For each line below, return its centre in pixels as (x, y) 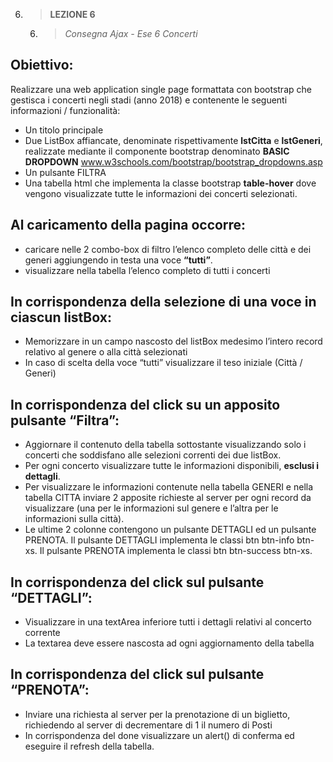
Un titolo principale (64, 130)
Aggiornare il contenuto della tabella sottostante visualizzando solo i (165, 445)
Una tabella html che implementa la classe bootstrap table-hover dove (170, 183)
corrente (42, 633)
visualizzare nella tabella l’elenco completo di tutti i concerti (147, 270)
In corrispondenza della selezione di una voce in (163, 302)
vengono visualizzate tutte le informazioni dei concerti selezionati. (161, 193)
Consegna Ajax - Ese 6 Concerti (131, 33)
